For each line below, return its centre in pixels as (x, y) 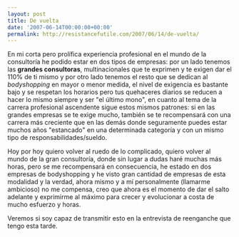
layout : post (27, 14)
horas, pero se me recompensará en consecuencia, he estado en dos (110, 167)
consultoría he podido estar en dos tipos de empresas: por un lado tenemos (119, 62)
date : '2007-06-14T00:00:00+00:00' (60, 27)
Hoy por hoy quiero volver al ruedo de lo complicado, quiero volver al (109, 151)
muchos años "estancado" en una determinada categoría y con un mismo (116, 130)
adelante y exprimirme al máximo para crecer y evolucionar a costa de (111, 197)
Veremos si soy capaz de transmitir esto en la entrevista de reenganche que (119, 218)
